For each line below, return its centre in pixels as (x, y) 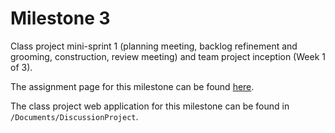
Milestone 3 (60, 18)
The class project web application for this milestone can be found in (150, 106)
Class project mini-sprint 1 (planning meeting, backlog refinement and (154, 46)
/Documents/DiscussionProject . (74, 116)
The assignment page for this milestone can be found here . (132, 86)
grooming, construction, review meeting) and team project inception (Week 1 (168, 56)
